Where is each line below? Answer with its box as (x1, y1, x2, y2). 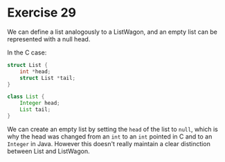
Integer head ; (19, 100, 60, 107)
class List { (7, 93, 45, 101)
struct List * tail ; (19, 74, 76, 81)
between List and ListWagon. (7, 147, 90, 155)
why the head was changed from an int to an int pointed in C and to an (7, 132, 213, 141)
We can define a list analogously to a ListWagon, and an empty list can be (7, 28, 218, 36)
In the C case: (7, 48, 47, 57)
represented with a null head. (7, 34, 91, 43)
